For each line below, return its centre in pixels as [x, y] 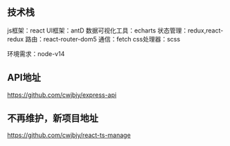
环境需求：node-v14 [36, 53]
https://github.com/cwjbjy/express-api [62, 95]
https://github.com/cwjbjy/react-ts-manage [69, 135]
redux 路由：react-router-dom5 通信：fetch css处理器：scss [94, 39]
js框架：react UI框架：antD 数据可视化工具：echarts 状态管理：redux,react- [115, 30]
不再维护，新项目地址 [53, 119]
